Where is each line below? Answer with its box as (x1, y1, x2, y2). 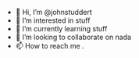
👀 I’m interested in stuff (15, 16, 91, 25)
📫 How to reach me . (15, 42, 84, 50)
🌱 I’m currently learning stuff (15, 24, 108, 33)
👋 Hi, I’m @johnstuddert (15, 8, 92, 16)
